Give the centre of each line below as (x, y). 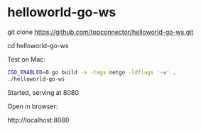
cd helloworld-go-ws (38, 45)
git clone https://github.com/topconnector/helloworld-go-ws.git (101, 32)
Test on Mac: (27, 59)
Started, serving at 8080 (43, 92)
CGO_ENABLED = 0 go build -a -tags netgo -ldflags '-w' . (92, 72)
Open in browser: (33, 106)
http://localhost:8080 (38, 120)
